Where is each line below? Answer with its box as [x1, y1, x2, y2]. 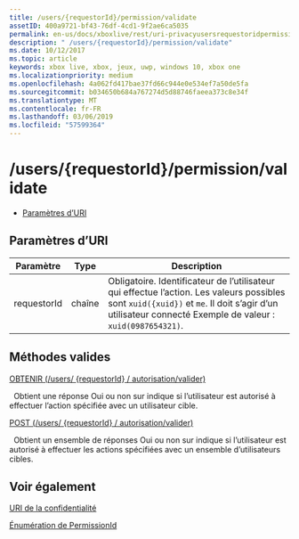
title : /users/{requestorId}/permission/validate [9, 12, 198, 22]
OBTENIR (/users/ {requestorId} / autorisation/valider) [9, 373, 206, 384]
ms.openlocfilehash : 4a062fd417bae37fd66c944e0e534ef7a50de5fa [9, 79, 249, 88]
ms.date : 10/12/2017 [9, 46, 86, 55]
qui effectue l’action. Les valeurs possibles [108, 286, 286, 298]
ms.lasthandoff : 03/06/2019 [9, 112, 114, 121]
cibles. [9, 453, 34, 464]
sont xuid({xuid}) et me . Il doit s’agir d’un [108, 297, 279, 309]
